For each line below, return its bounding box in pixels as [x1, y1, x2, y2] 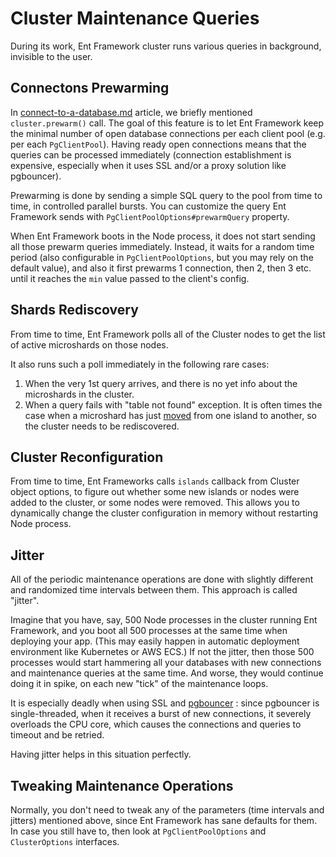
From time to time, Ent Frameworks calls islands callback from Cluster [10, 475, 300, 487]
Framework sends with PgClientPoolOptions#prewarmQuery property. [10, 210, 290, 222]
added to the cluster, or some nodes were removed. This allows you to [10, 497, 300, 509]
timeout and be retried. [10, 729, 105, 741]
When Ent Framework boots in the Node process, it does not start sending [10, 230, 316, 242]
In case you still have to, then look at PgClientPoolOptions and [10, 825, 267, 837]
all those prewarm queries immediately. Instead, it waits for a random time [10, 240, 315, 252]
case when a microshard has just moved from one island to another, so [24, 409, 317, 421]
